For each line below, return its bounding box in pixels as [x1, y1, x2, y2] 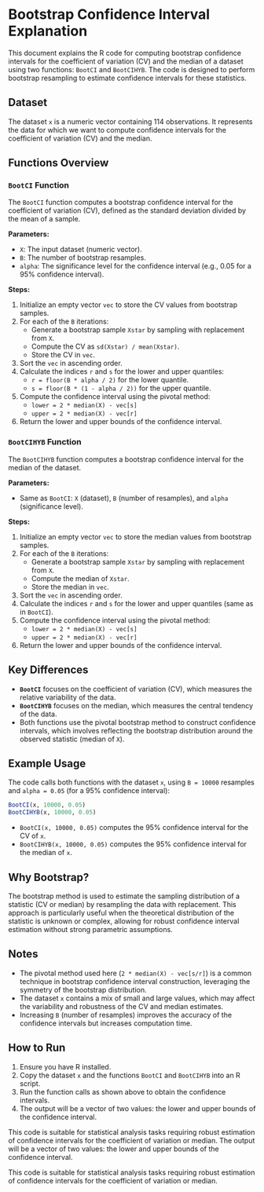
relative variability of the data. [19, 693, 116, 702]
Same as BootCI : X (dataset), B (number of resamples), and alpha [19, 493, 229, 503]
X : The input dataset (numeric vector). [19, 245, 143, 254]
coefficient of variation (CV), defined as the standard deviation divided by [8, 206, 246, 215]
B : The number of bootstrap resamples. [19, 253, 147, 262]
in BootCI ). [19, 607, 53, 616]
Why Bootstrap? [8, 870, 90, 884]
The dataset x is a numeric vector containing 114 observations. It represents [8, 116, 253, 126]
